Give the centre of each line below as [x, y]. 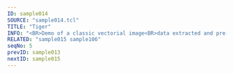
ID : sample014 [28, 14]
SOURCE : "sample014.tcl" [43, 20]
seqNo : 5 [20, 46]
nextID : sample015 [34, 59]
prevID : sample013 [34, 53]
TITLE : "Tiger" [29, 26]
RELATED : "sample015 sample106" [54, 40]
